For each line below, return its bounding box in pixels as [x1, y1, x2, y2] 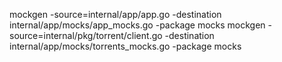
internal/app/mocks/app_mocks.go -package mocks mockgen [9, 19, 266, 31]
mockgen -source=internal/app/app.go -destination [9, 9, 222, 20]
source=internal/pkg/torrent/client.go [9, 30, 163, 41]
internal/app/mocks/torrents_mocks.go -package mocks [9, 40, 242, 52]
